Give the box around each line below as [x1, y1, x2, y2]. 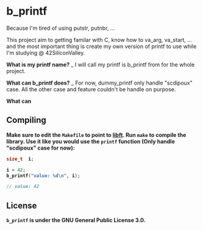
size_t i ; [6, 156, 34, 162]
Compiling [6, 115, 47, 125]
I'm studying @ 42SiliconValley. [6, 49, 85, 56]
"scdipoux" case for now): [6, 144, 75, 152]
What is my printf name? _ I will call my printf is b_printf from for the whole [6, 61, 195, 68]
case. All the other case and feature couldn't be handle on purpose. [6, 85, 176, 92]
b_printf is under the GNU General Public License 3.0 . [6, 217, 146, 224]
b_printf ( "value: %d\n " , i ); [6, 172, 80, 179]
